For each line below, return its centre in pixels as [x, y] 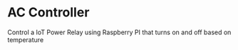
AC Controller [48, 12]
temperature [26, 39]
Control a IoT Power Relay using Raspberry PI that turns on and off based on [119, 32]
